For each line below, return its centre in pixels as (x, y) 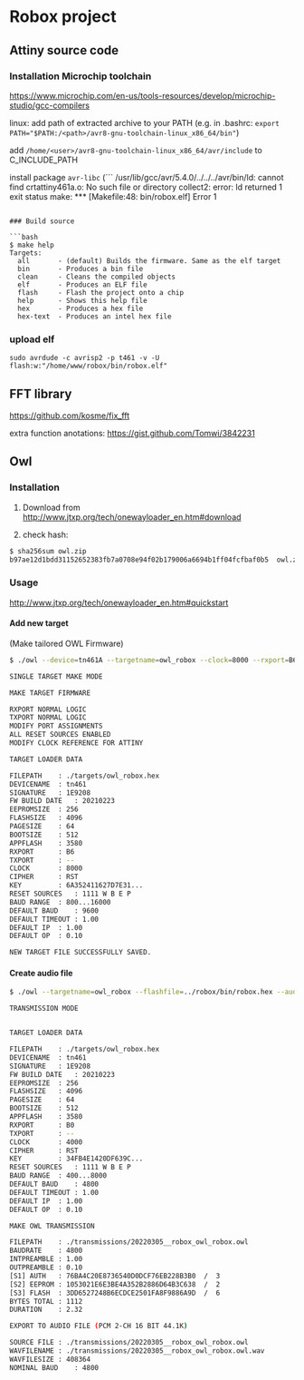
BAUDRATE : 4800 (46, 1251)
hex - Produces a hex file (81, 308)
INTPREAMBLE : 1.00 (46, 1259)
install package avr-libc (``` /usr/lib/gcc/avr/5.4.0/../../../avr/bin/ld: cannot (147, 177)
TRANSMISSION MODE (44, 1009)
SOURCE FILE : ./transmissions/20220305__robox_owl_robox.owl (129, 1343)
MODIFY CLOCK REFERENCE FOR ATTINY (76, 743)
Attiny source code (64, 50)
